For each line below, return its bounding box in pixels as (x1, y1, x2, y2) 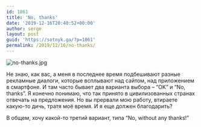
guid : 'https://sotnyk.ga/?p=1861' (6, 37, 96, 43)
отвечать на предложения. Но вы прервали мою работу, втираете (6, 96, 178, 103)
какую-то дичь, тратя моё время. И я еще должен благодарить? (6, 102, 173, 110)
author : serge (6, 25, 42, 32)
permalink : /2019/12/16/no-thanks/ (6, 43, 96, 49)
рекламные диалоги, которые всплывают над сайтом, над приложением (6, 76, 195, 84)
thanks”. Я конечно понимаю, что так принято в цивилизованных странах (6, 90, 195, 97)
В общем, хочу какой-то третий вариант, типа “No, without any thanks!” (6, 114, 190, 121)
